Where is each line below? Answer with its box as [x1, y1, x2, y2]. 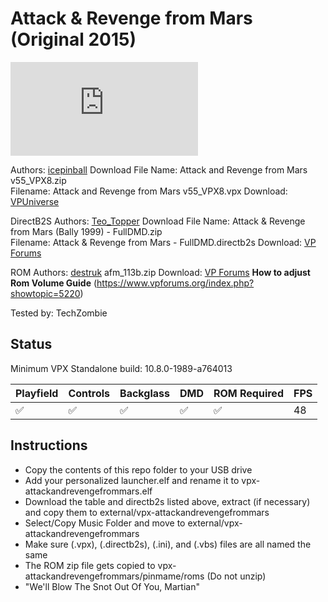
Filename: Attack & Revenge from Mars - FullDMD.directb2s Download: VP [10, 236, 317, 248]
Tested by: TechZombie [10, 307, 108, 319]
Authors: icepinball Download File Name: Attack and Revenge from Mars [10, 163, 308, 176]
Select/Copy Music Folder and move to [24, 517, 186, 529]
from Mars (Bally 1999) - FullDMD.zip [10, 225, 163, 237]
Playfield [15, 386, 59, 400]
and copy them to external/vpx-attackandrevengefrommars [24, 506, 270, 518]
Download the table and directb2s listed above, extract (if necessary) [24, 495, 311, 507]
